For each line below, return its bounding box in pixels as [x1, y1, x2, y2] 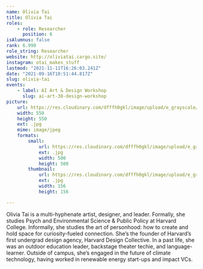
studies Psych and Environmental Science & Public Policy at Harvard [6, 217, 176, 224]
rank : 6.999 [6, 43, 36, 49]
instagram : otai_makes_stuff [6, 59, 80, 65]
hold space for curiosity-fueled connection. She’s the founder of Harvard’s [6, 230, 192, 237]
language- [167, 242, 193, 250]
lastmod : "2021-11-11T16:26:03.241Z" [6, 65, 101, 71]
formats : [17, 132, 39, 139]
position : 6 [22, 31, 53, 37]
